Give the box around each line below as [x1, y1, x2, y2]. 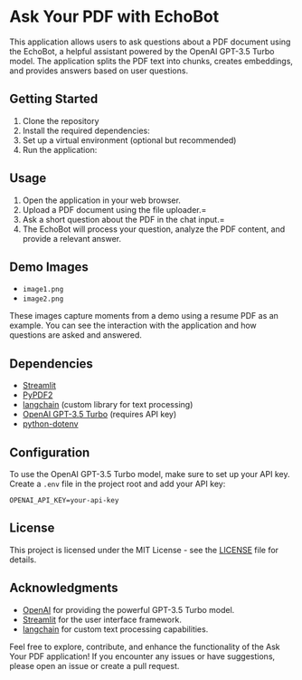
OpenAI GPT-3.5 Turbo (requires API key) [22, 409, 177, 420]
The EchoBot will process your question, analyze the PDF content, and [22, 224, 286, 235]
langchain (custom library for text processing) [22, 399, 193, 410]
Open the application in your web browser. [22, 195, 181, 206]
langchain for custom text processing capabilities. [22, 623, 209, 635]
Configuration [9, 445, 90, 460]
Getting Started [9, 91, 99, 107]
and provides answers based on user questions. [9, 65, 188, 76]
